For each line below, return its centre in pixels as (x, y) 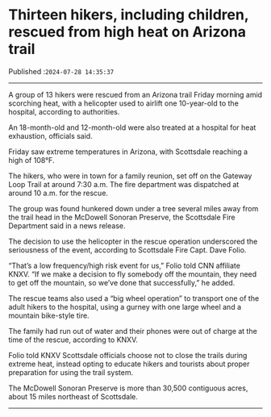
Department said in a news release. (67, 225)
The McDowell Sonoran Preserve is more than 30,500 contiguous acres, (128, 388)
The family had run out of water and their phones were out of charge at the (133, 331)
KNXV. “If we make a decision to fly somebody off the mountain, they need (133, 274)
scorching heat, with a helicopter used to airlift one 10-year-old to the (124, 103)
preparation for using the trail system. (71, 372)
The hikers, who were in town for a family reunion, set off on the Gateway (130, 176)
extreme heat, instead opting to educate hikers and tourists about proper (129, 364)
